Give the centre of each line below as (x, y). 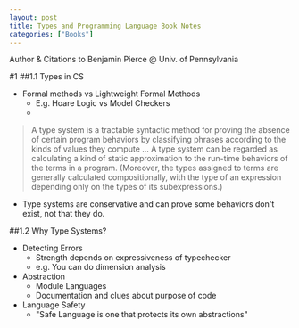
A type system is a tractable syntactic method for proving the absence (160, 130)
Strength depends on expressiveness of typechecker (133, 258)
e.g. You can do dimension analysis (101, 267)
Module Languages (71, 286)
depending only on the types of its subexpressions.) (127, 187)
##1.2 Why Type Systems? (58, 231)
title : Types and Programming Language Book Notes (105, 26)
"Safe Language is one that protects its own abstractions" (141, 315)
